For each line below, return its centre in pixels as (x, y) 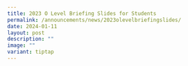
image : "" (22, 45)
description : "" (31, 39)
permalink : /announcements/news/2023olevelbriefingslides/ (94, 20)
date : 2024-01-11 (32, 26)
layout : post (26, 33)
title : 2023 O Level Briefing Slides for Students (82, 13)
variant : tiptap (31, 52)
